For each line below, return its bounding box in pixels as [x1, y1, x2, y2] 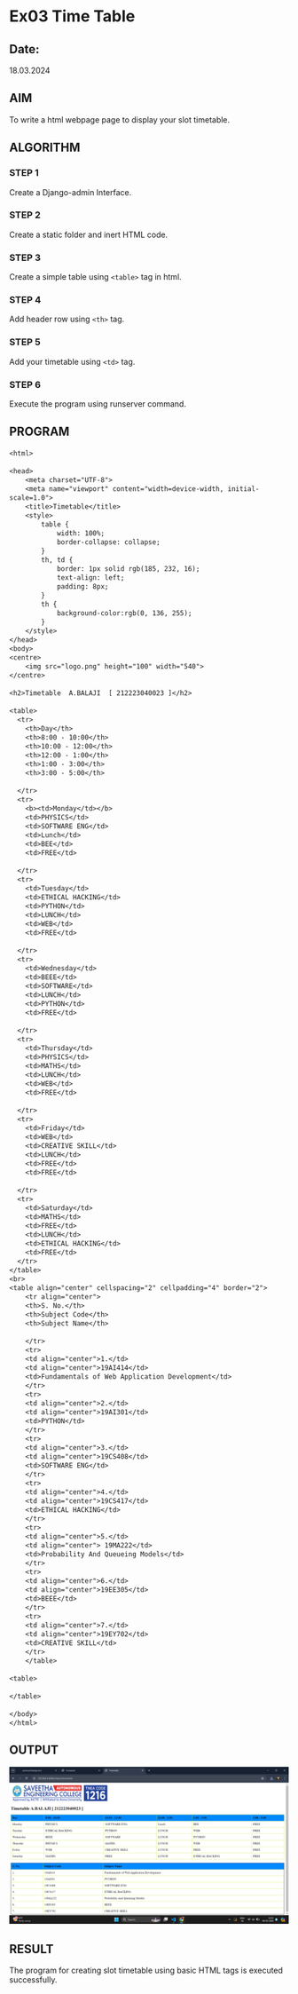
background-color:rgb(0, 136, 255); [56, 608, 192, 618]
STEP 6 [9, 378, 42, 391]
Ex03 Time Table [9, 6, 136, 27]
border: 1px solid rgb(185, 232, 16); [56, 564, 200, 574]
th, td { [41, 555, 74, 565]
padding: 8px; [56, 582, 109, 591]
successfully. [9, 1974, 58, 1985]
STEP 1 [9, 167, 39, 179]
